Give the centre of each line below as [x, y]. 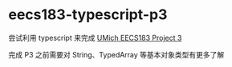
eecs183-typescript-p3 [88, 15]
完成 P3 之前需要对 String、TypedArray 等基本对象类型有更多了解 [116, 54]
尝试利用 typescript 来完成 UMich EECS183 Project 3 [95, 37]
